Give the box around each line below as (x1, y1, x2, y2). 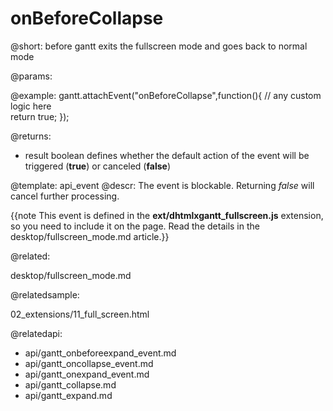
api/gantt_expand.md (24, 389, 113, 401)
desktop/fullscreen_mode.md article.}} (10, 230, 170, 242)
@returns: (10, 130, 52, 142)
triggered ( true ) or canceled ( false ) (24, 160, 171, 172)
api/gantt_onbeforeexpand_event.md (24, 347, 177, 359)
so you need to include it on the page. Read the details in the (10, 220, 260, 232)
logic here (10, 100, 52, 112)
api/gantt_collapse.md (24, 378, 117, 391)
